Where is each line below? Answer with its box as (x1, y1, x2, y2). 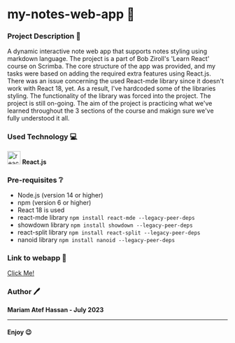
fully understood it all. (7, 114, 70, 122)
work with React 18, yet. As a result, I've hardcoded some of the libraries (7, 84, 216, 93)
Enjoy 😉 (7, 328, 32, 337)
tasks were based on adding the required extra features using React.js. (7, 69, 211, 78)
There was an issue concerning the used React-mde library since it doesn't (7, 77, 224, 85)
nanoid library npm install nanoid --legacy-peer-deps (17, 236, 176, 244)
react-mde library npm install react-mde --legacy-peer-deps (17, 213, 195, 222)
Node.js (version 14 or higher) (17, 191, 104, 199)
